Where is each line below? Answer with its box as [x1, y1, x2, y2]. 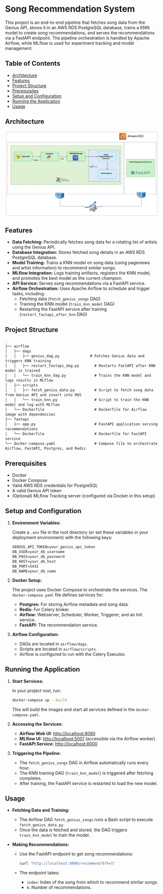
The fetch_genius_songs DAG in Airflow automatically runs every [19, 760, 149, 766]
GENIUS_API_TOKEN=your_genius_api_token [12, 544, 95, 549]
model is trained [5, 368, 40, 373]
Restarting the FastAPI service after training [19, 306, 107, 312]
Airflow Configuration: [12, 631, 59, 637]
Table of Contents [5, 59, 61, 68]
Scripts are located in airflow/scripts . [19, 646, 97, 652]
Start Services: [12, 678, 44, 684]
